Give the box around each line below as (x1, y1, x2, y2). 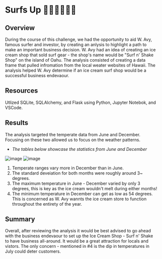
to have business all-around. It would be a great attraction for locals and (5, 238, 148, 244)
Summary (5, 215, 35, 224)
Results (5, 119, 29, 127)
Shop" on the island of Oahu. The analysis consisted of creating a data (5, 57, 146, 63)
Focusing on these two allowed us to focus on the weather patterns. (5, 137, 141, 143)
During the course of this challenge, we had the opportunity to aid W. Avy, (5, 36, 152, 42)
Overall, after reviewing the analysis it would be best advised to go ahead (5, 228, 151, 234)
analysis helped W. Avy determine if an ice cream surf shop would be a (5, 67, 147, 73)
